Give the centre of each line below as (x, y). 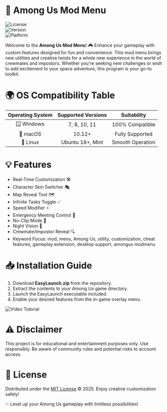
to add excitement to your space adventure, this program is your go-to (78, 68)
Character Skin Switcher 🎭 (41, 187)
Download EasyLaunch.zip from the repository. (62, 283)
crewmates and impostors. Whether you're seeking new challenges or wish (84, 63)
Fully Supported (134, 134)
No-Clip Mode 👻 (29, 220)
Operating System (30, 115)
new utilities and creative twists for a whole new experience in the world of (83, 58)
